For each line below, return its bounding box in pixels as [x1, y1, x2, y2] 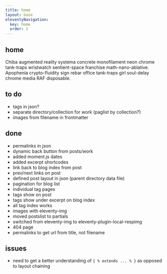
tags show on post [12, 191, 52, 197]
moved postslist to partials [12, 213, 68, 219]
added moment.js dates [12, 154, 63, 160]
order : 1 [10, 27, 29, 32]
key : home [10, 21, 31, 27]
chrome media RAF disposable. [5, 75, 71, 81]
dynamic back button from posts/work [12, 148, 93, 154]
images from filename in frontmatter [12, 114, 89, 120]
